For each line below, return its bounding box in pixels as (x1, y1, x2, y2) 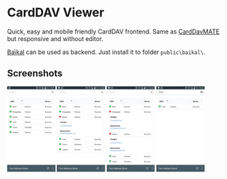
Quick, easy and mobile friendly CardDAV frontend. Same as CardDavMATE (7, 27, 220, 36)
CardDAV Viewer (7, 5, 105, 20)
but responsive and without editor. (7, 34, 104, 42)
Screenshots (7, 68, 63, 79)
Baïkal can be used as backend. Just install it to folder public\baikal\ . (7, 48, 206, 56)
